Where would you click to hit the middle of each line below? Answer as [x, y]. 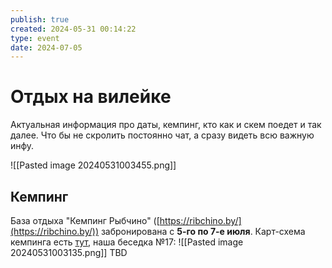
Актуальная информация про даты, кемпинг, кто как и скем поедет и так [166, 125]
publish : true [40, 19]
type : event [35, 38]
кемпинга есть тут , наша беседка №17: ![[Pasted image [127, 242]
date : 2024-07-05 [46, 47]
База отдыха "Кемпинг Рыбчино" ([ [85, 220]
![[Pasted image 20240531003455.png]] [93, 165]
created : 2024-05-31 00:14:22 [73, 29]
